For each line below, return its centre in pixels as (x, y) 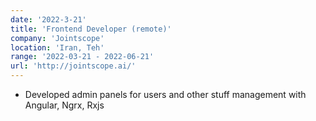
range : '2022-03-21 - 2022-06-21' (82, 57)
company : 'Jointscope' (57, 38)
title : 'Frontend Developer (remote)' (91, 29)
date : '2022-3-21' (48, 19)
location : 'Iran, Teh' (57, 47)
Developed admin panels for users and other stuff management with (165, 94)
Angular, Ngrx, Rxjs (64, 105)
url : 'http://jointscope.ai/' (73, 66)
